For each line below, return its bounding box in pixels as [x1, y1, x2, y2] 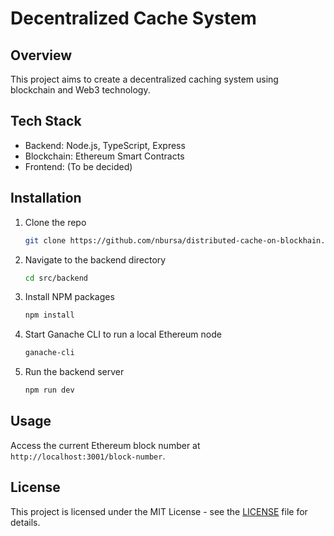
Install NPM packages [24, 291, 115, 303]
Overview [10, 47, 73, 64]
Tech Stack [10, 113, 82, 130]
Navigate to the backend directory [24, 253, 167, 266]
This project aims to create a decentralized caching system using [10, 73, 279, 85]
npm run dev [24, 385, 75, 396]
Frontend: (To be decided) [24, 160, 133, 172]
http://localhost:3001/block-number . [10, 450, 166, 462]
